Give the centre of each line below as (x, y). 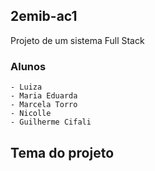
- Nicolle (31, 114)
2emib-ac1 (44, 16)
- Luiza (26, 87)
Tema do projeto (62, 152)
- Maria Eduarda (44, 96)
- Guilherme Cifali (51, 122)
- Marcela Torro (44, 105)
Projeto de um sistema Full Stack (77, 40)
